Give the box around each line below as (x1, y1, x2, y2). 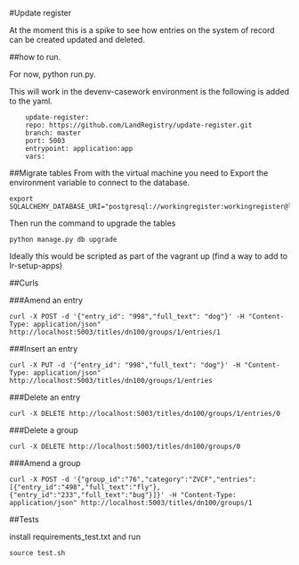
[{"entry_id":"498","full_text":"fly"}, (9, 483, 162, 492)
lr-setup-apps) (9, 261, 63, 270)
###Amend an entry (9, 295, 83, 305)
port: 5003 (25, 137, 66, 145)
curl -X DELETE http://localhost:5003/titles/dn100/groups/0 (9, 442, 241, 451)
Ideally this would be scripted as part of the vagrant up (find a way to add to (9, 251, 287, 262)
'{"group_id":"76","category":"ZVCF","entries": (72, 475, 256, 484)
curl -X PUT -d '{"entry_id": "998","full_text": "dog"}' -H (9, 361, 241, 370)
